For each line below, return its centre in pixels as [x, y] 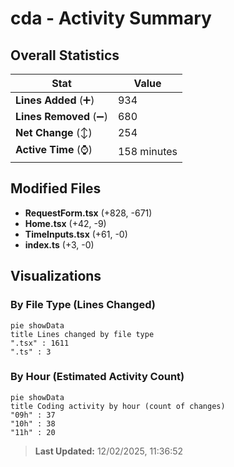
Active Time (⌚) [54, 149]
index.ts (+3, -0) [59, 244]
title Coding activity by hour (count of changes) [118, 406]
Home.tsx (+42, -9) [65, 223]
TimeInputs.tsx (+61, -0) [76, 234]
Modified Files [56, 188]
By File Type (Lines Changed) [83, 305]
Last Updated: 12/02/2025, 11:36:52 [109, 451]
